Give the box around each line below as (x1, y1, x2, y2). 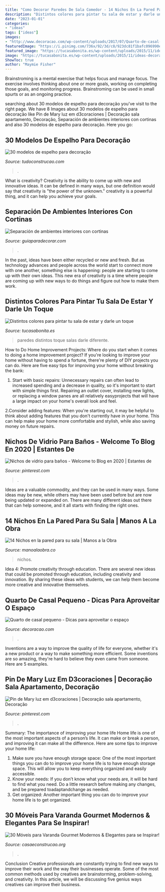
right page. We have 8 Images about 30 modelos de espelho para (5, 106, 138, 112)
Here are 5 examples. (5, 661, 49, 667)
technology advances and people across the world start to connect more (5, 262, 153, 268)
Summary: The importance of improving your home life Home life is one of (5, 730, 156, 736)
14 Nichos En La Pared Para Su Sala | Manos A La (5, 517, 157, 525)
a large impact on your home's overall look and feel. (12, 398, 117, 404)
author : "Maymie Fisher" (5, 62, 56, 67)
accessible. (12, 770, 36, 776)
